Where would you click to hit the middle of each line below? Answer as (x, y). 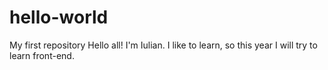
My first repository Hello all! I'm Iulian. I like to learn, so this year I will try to (163, 45)
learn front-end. (42, 55)
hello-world (59, 17)
